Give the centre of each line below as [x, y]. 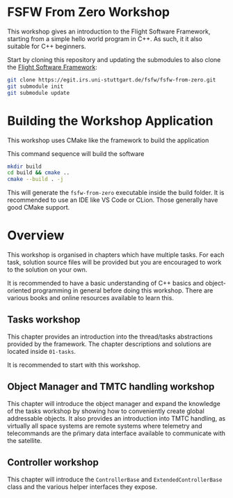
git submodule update [39, 93]
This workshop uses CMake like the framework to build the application [108, 140]
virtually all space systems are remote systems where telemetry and [105, 426]
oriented [19, 290]
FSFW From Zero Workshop [89, 12]
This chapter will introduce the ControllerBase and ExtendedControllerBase [115, 479]
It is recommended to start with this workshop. [74, 365]
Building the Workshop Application [110, 121]
